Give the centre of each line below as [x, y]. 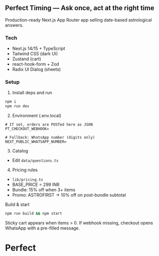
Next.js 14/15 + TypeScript [39, 49]
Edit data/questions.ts [35, 160]
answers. [14, 25]
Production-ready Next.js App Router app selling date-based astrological [79, 20]
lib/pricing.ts [28, 180]
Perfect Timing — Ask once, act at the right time [80, 8]
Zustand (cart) [27, 59]
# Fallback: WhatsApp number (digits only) [50, 138]
